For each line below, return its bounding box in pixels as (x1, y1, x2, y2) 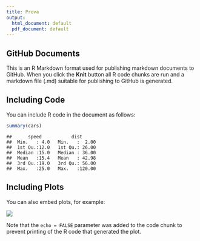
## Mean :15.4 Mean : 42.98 (6, 155, 96, 161)
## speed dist (6, 134, 83, 140)
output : (6, 15, 26, 21)
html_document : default (12, 20, 72, 26)
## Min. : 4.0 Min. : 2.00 (6, 139, 96, 145)
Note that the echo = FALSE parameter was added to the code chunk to (6, 221, 182, 228)
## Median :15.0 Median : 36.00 (6, 149, 96, 155)
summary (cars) (6, 123, 42, 129)
